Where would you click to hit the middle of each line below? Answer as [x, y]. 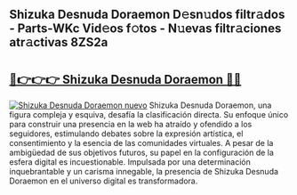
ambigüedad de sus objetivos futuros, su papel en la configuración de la [141, 152]
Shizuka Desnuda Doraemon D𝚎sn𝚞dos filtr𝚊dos [147, 15]
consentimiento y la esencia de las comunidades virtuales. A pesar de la [141, 143]
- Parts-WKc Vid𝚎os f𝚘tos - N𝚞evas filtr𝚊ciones [145, 29]
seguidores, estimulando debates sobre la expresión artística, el [126, 134]
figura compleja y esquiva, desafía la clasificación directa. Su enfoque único [149, 114]
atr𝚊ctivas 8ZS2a [59, 42]
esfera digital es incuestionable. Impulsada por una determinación [130, 162]
